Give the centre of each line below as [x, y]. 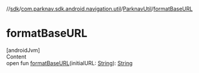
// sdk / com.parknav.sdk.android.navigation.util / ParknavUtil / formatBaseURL [99, 9]
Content [16, 57]
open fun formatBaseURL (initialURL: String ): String [69, 63]
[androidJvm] [23, 50]
